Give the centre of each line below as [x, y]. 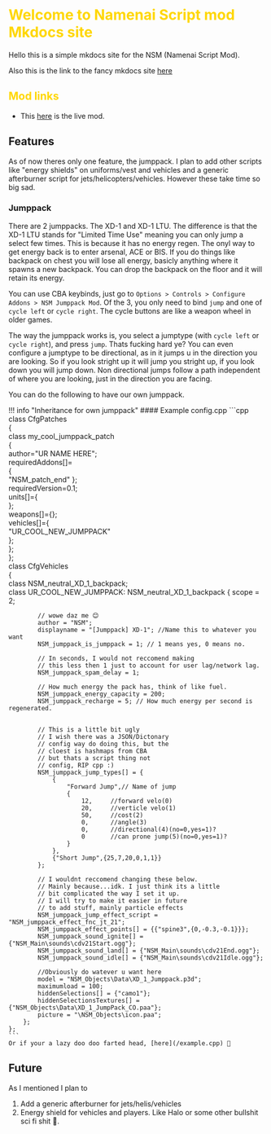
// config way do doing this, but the [103, 744]
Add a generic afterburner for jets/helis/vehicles [101, 1103]
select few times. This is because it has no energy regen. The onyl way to [131, 243]
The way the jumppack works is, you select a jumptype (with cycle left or [134, 335]
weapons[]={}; [33, 514]
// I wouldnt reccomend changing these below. [118, 879]
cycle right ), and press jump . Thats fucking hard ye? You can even [121, 344]
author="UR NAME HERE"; [53, 453]
